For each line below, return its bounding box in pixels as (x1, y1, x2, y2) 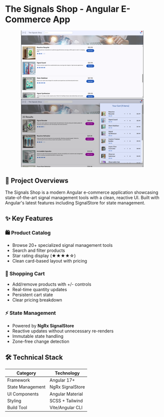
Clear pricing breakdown (12, 297, 62, 303)
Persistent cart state (12, 292, 53, 298)
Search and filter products (12, 247, 65, 254)
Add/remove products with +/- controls (12, 281, 92, 287)
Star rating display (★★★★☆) (12, 253, 76, 259)
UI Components (7, 391, 39, 397)
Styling (7, 397, 22, 404)
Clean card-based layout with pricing (12, 258, 87, 264)
